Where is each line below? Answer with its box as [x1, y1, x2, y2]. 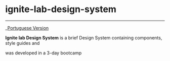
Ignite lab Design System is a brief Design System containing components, [5, 34, 162, 41]
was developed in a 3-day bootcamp [5, 49, 82, 56]
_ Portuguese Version [5, 25, 49, 31]
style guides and [5, 40, 40, 46]
